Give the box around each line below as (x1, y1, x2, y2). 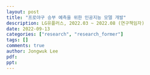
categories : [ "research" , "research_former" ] (6, 31, 123, 37)
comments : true (6, 43, 45, 49)
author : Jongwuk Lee (6, 48, 59, 54)
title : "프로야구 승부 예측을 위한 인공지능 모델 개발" (6, 15, 126, 21)
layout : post (6, 8, 39, 15)
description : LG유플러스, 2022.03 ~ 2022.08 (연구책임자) (6, 20, 145, 26)
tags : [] (6, 37, 29, 43)
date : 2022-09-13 (6, 25, 50, 32)
